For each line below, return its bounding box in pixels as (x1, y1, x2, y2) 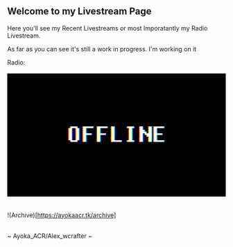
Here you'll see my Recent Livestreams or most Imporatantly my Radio (7, 24, 208, 32)
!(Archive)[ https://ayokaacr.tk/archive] (7, 211, 116, 219)
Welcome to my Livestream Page (7, 6, 152, 17)
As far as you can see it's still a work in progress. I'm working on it (7, 44, 197, 53)
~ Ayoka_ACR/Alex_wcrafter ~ (7, 232, 92, 240)
